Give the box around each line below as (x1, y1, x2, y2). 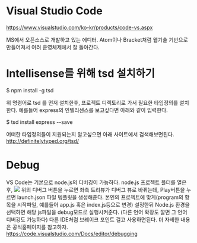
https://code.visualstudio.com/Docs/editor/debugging (6, 230, 138, 237)
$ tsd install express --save (6, 118, 73, 126)
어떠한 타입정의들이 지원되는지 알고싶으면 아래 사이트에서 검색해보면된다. (6, 130, 174, 138)
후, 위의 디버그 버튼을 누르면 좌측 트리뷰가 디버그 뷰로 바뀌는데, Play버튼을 (6, 186, 185, 193)
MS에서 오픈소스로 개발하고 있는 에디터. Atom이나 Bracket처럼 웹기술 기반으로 (6, 36, 188, 43)
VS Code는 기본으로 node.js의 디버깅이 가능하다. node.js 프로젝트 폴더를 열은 (6, 179, 187, 186)
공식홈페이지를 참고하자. (12, 223, 68, 230)
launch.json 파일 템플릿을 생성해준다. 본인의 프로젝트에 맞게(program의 (17, 194, 184, 201)
